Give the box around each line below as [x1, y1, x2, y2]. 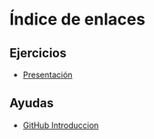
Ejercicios [9, 45, 67, 61]
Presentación [22, 69, 73, 80]
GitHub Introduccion [22, 119, 99, 131]
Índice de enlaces [9, 9, 146, 30]
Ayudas [9, 95, 55, 111]
